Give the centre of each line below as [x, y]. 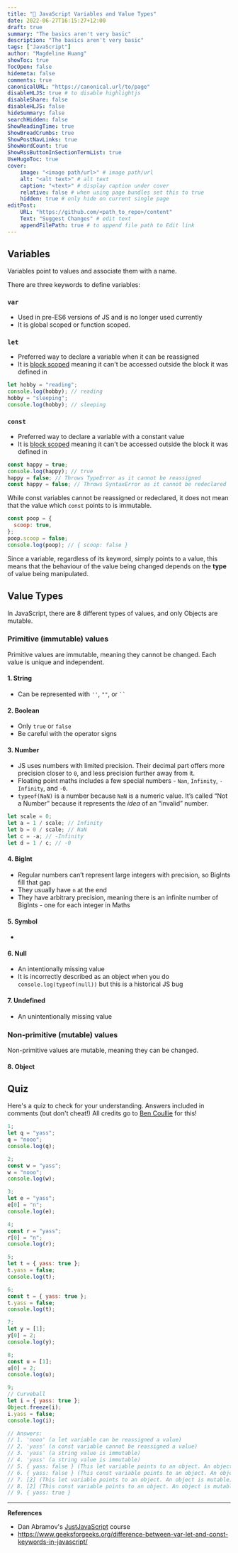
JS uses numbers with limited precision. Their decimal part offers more [121, 766]
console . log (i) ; [31, 1421]
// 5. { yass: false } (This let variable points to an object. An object [120, 1466]
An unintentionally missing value [65, 1016]
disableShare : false [38, 100]
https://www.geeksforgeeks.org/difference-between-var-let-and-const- [123, 1535]
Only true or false [45, 726]
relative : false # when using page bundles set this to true [112, 193]
